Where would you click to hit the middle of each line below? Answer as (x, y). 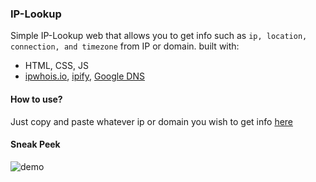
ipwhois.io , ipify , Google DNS (84, 76)
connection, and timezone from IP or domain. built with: (125, 46)
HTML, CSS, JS (56, 66)
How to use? (36, 99)
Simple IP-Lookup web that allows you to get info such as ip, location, (159, 36)
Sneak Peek (35, 144)
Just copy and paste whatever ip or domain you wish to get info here (152, 121)
